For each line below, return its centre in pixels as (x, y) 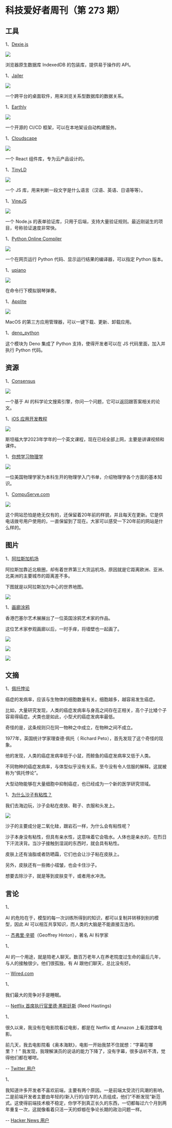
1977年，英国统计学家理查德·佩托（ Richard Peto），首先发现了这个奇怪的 (82, 739)
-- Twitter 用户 (20, 1069)
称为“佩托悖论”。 (23, 773)
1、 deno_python (22, 333)
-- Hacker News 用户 (27, 1120)
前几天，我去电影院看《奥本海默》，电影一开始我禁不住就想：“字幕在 (77, 1045)
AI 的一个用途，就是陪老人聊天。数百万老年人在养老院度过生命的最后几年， (84, 957)
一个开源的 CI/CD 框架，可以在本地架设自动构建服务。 (62, 127)
